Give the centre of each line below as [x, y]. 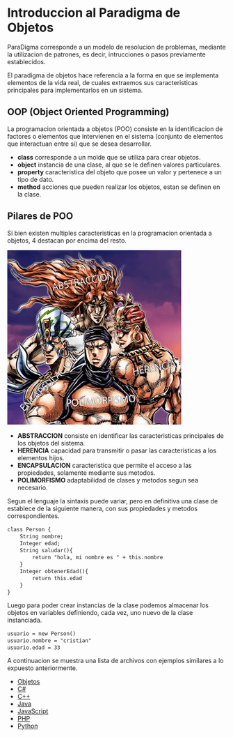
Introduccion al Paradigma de [94, 13]
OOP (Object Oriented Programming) [88, 112]
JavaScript [33, 711]
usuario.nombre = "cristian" [49, 640]
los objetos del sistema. [51, 443]
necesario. [32, 487]
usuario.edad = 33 [34, 647]
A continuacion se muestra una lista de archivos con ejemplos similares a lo [115, 660]
